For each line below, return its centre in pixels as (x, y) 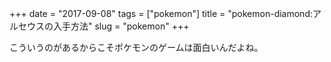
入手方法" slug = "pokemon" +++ (121, 26)
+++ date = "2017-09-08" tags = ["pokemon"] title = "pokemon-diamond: (161, 13)
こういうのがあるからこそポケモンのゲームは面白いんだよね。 (136, 47)
